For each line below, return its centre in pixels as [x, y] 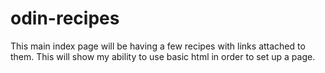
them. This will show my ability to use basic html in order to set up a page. [163, 56]
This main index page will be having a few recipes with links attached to [158, 46]
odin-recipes [65, 18]
